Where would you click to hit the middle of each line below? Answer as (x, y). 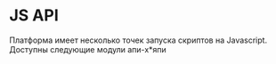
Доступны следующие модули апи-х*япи (88, 49)
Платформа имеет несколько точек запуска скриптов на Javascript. (138, 40)
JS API (34, 16)
